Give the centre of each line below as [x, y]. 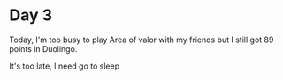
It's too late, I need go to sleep [65, 66]
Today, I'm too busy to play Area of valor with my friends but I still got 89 [141, 40]
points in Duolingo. [43, 48]
